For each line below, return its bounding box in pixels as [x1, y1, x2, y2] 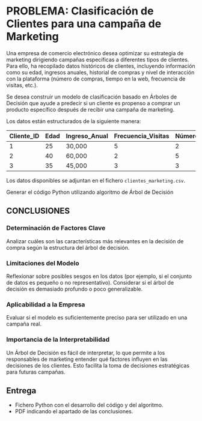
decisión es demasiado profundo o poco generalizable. [6, 285, 143, 292]
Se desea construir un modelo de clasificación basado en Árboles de [6, 93, 177, 100]
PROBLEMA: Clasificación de [6, 4, 154, 18]
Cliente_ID [9, 132, 40, 140]
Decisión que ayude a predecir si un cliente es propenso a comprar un [6, 99, 180, 106]
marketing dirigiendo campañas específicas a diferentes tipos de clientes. [6, 56, 189, 63]
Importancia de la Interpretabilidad [6, 335, 110, 344]
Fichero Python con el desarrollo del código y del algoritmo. [14, 401, 164, 409]
